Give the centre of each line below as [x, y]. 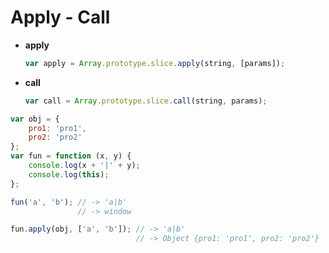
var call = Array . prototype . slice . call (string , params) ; [146, 101]
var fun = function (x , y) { [71, 156]
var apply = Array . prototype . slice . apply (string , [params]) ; [155, 63]
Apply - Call [60, 17]
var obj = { [35, 119]
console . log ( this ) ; [69, 174]
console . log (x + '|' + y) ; [84, 166]
